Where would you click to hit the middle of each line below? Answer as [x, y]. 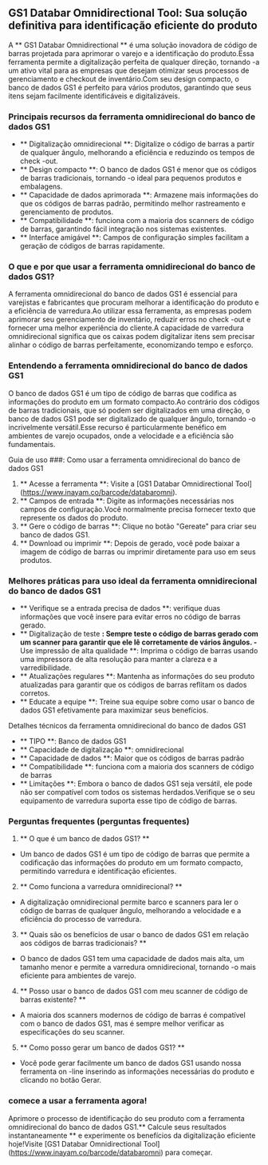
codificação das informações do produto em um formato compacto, [131, 863]
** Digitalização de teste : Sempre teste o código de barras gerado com [139, 634]
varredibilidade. [45, 668]
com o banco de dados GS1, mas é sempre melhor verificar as [122, 1023]
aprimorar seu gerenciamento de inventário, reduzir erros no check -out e [130, 320]
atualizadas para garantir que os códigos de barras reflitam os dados [133, 684]
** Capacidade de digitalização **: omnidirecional [102, 750]
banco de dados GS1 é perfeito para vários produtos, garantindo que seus [130, 87]
